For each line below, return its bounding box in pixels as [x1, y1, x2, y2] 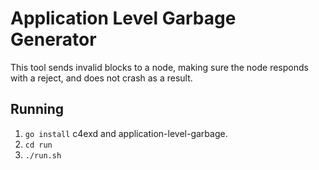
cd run [24, 140, 53, 150]
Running [10, 101, 65, 118]
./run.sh [24, 150, 62, 161]
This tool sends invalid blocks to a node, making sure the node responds [10, 61, 309, 73]
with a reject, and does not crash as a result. [10, 72, 193, 84]
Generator [10, 28, 97, 51]
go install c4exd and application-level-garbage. [24, 127, 228, 139]
